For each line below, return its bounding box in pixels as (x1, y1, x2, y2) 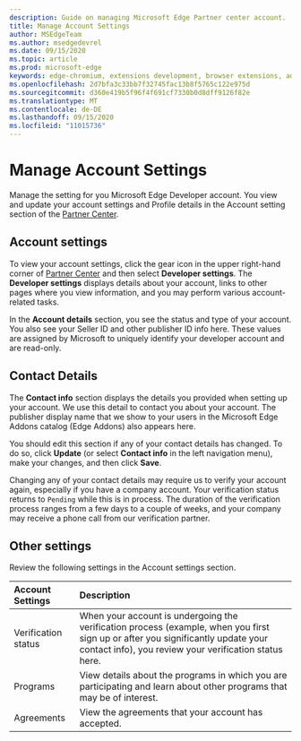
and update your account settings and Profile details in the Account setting (9, 199, 286, 210)
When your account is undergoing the (79, 610, 239, 623)
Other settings (9, 539, 92, 554)
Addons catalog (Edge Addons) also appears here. (9, 420, 196, 431)
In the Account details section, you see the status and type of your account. (9, 314, 292, 324)
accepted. (79, 718, 123, 730)
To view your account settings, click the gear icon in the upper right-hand (9, 258, 280, 269)
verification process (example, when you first (79, 621, 271, 633)
